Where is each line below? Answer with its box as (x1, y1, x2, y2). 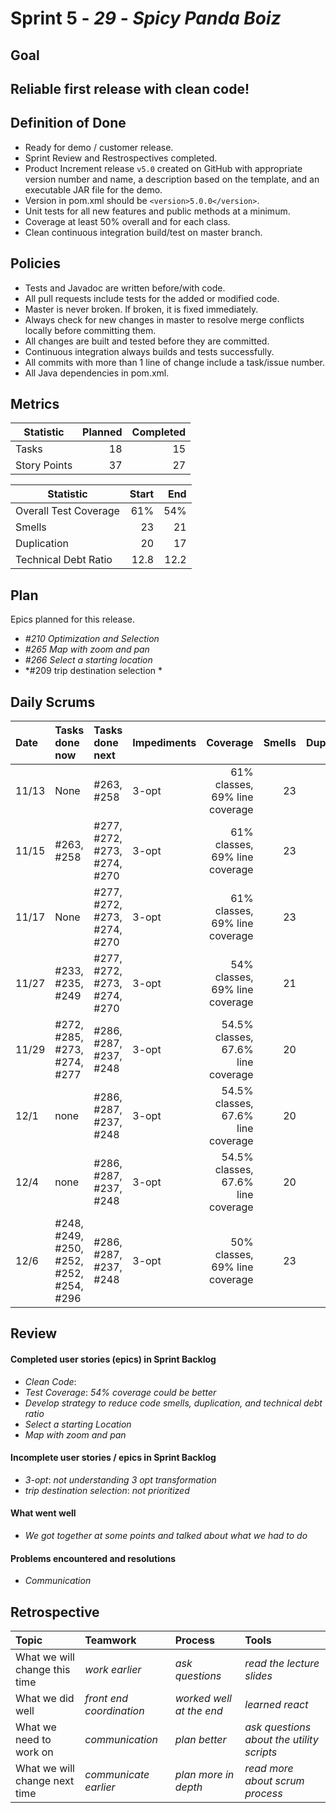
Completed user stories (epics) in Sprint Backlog (10, 1353, 217, 1366)
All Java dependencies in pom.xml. (24, 367, 170, 379)
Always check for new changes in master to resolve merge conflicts (24, 313, 305, 326)
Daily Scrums (10, 693, 96, 711)
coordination (84, 1704, 145, 1718)
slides (244, 1669, 273, 1683)
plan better (174, 1733, 227, 1747)
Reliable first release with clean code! (10, 80, 250, 97)
